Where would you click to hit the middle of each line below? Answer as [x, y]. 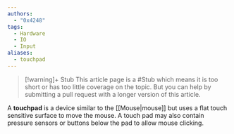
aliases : [20, 53]
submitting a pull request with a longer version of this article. [112, 94]
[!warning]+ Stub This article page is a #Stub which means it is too [121, 79]
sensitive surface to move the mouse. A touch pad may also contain [106, 115]
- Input [25, 46]
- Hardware [30, 33]
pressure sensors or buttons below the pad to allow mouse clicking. [106, 123]
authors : [20, 14]
